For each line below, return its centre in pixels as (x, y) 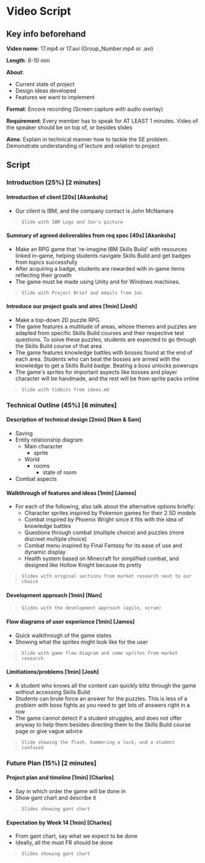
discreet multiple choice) (56, 539)
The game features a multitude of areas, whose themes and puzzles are (106, 326)
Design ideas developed (46, 91)
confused (32, 748)
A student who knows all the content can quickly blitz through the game (106, 685)
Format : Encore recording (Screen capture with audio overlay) (85, 109)
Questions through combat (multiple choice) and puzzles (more (104, 533)
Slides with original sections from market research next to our (106, 576)
